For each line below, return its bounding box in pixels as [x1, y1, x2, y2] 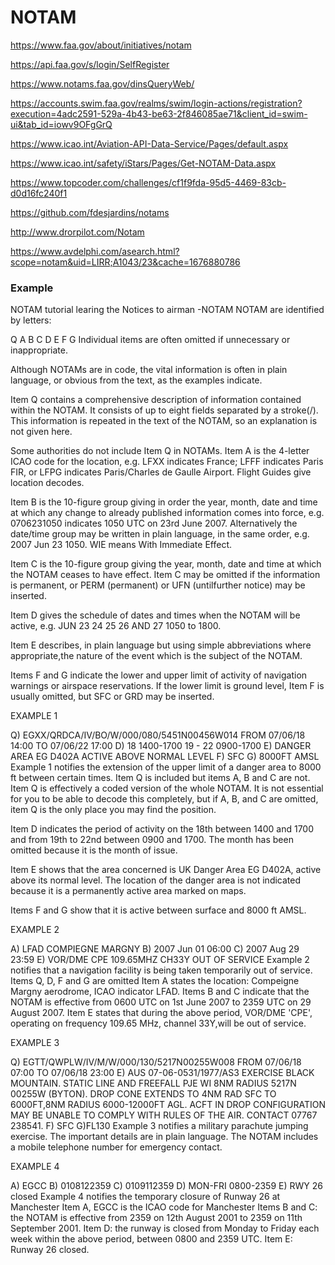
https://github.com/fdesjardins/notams [10, 206, 170, 218]
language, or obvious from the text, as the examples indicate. [10, 374, 263, 386]
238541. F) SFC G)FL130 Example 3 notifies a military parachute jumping [10, 1120, 309, 1132]
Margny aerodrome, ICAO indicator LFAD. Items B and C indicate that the [10, 986, 310, 998]
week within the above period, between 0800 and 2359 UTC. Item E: [10, 1233, 293, 1245]
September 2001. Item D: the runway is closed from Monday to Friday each [10, 1222, 320, 1235]
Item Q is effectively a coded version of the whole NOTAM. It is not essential [10, 782, 324, 795]
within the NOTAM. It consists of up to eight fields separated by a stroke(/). [10, 404, 319, 416]
